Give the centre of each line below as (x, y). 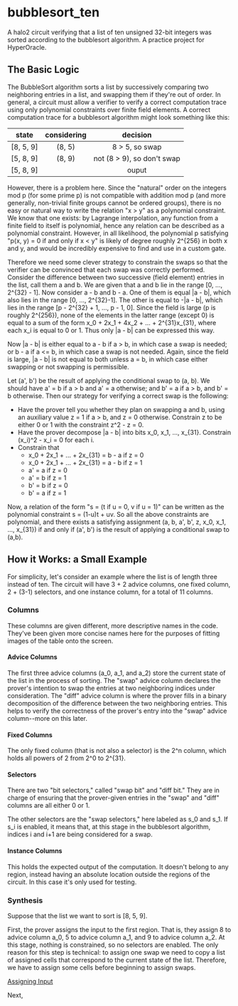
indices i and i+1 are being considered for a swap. (80, 834)
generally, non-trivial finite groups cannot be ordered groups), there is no (114, 202)
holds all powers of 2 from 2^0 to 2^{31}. (67, 758)
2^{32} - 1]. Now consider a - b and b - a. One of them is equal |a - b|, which (119, 292)
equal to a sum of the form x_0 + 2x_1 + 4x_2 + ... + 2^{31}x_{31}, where (112, 322)
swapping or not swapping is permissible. (68, 366)
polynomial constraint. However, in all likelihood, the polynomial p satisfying (118, 233)
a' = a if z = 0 (48, 470)
